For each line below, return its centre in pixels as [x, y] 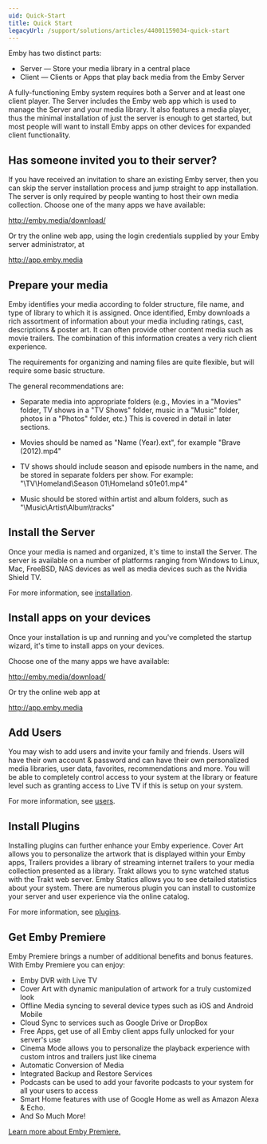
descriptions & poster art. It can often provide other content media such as [131, 330]
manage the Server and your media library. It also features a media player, [130, 109]
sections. [35, 427]
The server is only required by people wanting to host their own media [124, 197]
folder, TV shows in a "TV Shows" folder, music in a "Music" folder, [130, 410]
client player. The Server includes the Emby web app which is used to [122, 101]
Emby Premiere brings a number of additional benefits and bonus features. [131, 956]
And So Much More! [53, 1116]
